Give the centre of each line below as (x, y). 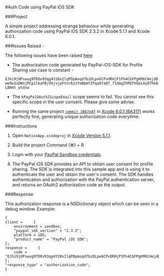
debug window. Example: (30, 209)
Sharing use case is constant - (43, 70)
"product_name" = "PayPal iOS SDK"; (51, 239)
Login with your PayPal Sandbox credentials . (57, 154)
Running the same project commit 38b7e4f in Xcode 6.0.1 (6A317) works (83, 111)
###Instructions (21, 126)
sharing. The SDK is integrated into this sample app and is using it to (81, 169)
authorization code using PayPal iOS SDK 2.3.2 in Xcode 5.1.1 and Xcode (78, 31)
